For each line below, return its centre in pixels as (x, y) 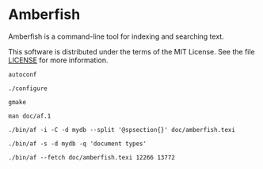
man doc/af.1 (30, 116)
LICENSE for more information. (58, 60)
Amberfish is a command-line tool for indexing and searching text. (116, 36)
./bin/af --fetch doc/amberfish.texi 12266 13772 (92, 157)
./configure (28, 88)
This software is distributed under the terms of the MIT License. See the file (131, 51)
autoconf (23, 74)
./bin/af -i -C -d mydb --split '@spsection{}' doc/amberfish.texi (122, 130)
